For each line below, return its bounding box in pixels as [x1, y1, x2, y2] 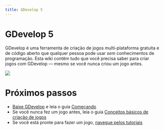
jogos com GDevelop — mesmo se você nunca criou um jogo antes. [5, 60, 143, 67]
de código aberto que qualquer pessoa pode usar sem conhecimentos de [5, 50, 155, 56]
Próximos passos [5, 87, 77, 98]
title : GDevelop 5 [5, 7, 43, 12]
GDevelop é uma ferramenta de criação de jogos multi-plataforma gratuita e [5, 45, 160, 51]
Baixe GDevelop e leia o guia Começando [12, 103, 97, 109]
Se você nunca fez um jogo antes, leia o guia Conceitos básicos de [12, 109, 149, 115]
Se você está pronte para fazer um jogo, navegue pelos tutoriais [12, 119, 143, 125]
